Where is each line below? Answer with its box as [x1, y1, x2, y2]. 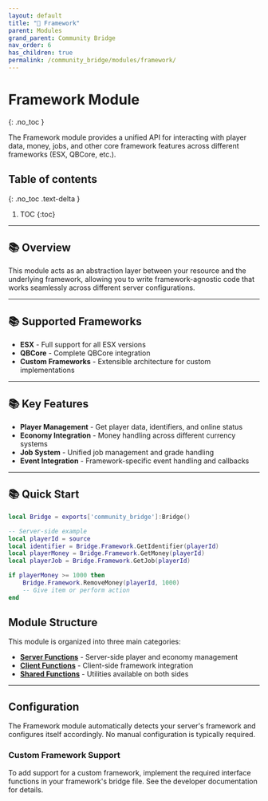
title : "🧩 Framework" [8, 19, 81, 27]
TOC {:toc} [19, 209, 56, 219]
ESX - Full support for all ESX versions [19, 340, 146, 350]
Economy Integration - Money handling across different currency [19, 430, 236, 440]
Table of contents [8, 172, 97, 186]
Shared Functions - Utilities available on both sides [19, 669, 189, 679]
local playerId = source [8, 534, 91, 543]
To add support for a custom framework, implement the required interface [8, 767, 251, 777]
